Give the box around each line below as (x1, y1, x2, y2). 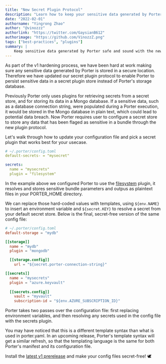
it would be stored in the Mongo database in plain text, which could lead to (5, 108, 157, 114)
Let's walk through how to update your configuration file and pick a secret (5, 134, 156, 140)
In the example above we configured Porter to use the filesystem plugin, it (5, 180, 156, 186)
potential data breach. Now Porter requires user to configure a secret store (5, 114, 158, 120)
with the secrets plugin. (5, 318, 53, 324)
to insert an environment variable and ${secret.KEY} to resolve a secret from (5, 206, 161, 212)
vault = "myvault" (14, 294, 52, 299)
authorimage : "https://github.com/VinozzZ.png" (5, 35, 105, 40)
